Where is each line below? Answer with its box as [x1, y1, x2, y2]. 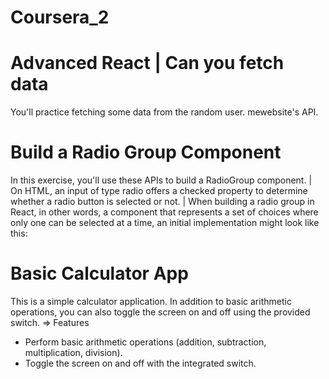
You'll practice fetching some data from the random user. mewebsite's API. [10, 106, 319, 118]
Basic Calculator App [10, 262, 189, 285]
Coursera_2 [10, 6, 110, 29]
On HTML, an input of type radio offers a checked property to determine [10, 185, 308, 197]
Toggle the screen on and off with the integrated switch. [24, 357, 257, 369]
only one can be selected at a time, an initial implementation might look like [10, 217, 320, 229]
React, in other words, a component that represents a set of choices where [10, 206, 319, 218]
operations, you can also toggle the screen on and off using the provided [10, 306, 311, 318]
